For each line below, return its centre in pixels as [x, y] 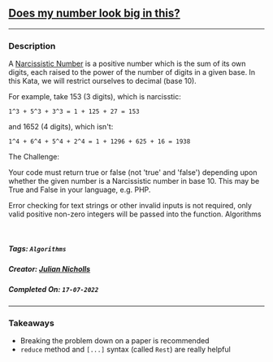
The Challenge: [34, 157]
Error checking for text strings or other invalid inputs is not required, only [130, 206]
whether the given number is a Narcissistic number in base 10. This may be [134, 181]
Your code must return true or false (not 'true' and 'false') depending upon [133, 172]
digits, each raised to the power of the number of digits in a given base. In [132, 72]
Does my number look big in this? [94, 13]
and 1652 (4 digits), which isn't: [61, 127]
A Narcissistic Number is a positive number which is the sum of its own [127, 63]
